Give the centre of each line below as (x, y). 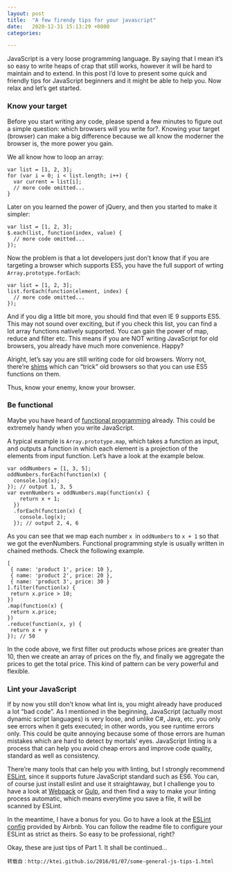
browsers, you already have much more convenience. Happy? (96, 346)
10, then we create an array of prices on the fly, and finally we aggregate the (116, 656)
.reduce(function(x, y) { (44, 624)
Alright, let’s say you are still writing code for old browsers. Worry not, (107, 359)
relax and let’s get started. (44, 88)
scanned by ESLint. (35, 806)
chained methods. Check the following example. (76, 550)
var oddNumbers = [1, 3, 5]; (49, 469)
